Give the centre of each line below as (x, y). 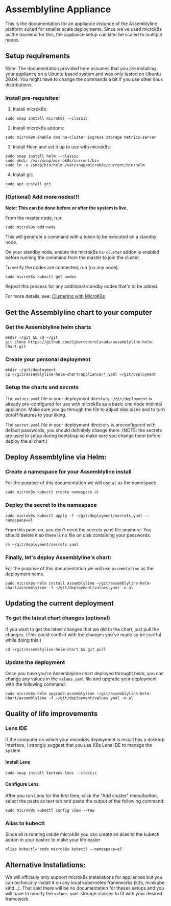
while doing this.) (23, 640)
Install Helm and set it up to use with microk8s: (62, 147)
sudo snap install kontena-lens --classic (51, 773)
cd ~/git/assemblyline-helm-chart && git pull (56, 649)
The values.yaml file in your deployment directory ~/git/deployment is (79, 398)
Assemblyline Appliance (58, 9)
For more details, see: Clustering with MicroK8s (55, 296)
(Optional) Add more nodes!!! (42, 197)
